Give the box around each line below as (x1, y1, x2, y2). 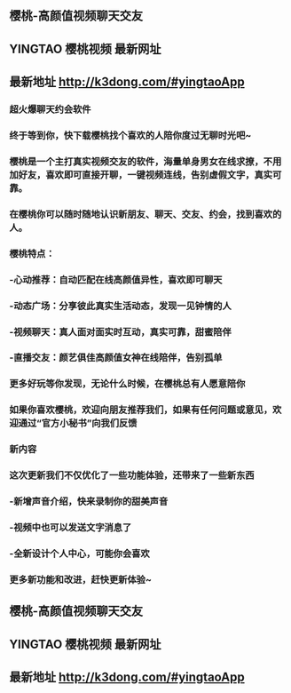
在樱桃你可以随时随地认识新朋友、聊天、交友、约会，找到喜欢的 (9, 208, 282, 220)
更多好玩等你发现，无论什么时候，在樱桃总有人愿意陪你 (9, 378, 246, 390)
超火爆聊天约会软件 (9, 103, 91, 115)
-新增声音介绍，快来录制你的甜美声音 (9, 496, 169, 508)
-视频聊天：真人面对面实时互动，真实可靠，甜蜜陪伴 (9, 325, 232, 338)
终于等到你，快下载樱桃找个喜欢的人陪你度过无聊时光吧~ (9, 130, 252, 142)
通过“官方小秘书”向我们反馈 (18, 417, 138, 429)
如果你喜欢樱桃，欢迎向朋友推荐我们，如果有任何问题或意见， (9, 403, 273, 416)
